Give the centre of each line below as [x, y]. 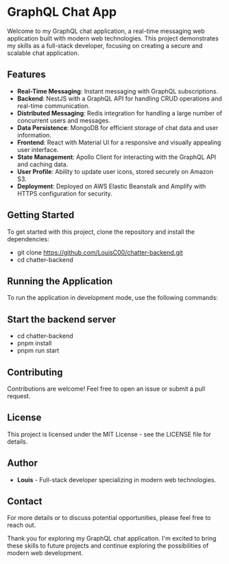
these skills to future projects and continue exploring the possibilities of [108, 546]
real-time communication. [53, 106]
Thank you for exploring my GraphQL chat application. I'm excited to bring [112, 539]
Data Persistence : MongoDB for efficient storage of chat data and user [118, 127]
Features [26, 75]
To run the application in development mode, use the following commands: [112, 298]
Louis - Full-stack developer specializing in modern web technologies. [117, 479]
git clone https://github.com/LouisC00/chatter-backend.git [100, 252]
